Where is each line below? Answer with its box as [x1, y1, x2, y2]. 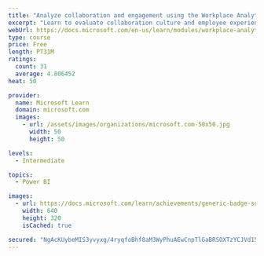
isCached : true [22, 221, 72, 229]
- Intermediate [15, 156, 65, 165]
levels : [8, 149, 34, 157]
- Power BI [15, 178, 51, 186]
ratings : [8, 56, 37, 64]
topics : [8, 170, 34, 179]
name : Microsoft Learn [15, 99, 90, 107]
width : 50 [28, 128, 61, 136]
